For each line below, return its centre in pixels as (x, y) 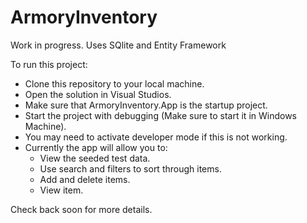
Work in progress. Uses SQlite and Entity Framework (118, 45)
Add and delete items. (85, 179)
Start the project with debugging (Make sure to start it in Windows (161, 115)
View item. (61, 190)
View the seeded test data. (95, 158)
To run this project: (49, 64)
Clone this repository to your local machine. (114, 83)
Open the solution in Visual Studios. (98, 94)
